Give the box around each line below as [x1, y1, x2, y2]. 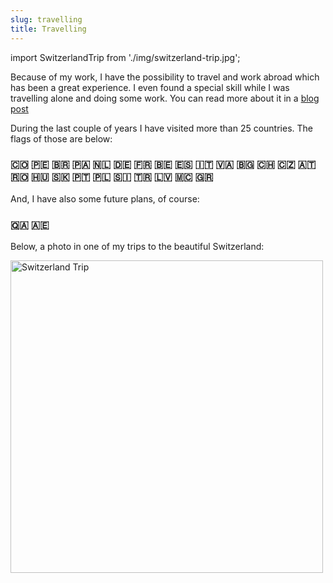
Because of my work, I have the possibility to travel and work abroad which [10, 71, 320, 83]
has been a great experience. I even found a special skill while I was [10, 81, 290, 93]
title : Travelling [10, 24, 87, 34]
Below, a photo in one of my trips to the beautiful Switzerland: [10, 241, 265, 253]
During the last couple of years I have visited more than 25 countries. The [10, 122, 313, 134]
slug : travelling [10, 14, 83, 25]
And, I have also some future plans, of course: [10, 192, 200, 205]
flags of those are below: [10, 132, 113, 145]
